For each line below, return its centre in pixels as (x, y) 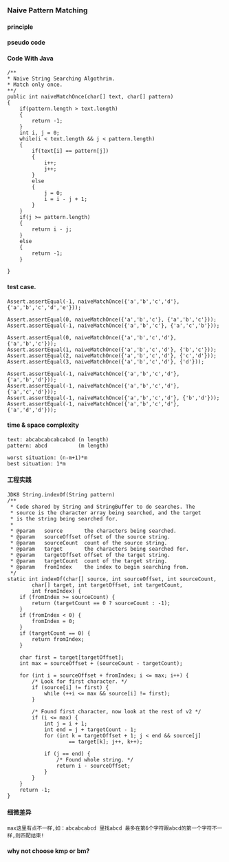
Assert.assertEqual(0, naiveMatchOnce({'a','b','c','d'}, (92, 337)
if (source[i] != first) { (70, 687)
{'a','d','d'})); (32, 410)
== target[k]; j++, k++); (106, 742)
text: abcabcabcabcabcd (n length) (58, 439)
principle (20, 27)
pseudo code (26, 43)
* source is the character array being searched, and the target (106, 513)
